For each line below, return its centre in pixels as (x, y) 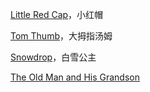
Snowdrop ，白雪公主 (53, 57)
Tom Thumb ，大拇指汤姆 (61, 36)
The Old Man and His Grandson (75, 77)
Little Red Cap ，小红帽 (57, 14)
